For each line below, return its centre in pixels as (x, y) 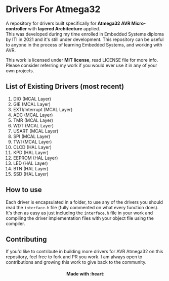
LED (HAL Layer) (30, 163)
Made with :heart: (86, 273)
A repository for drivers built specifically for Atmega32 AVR (68, 23)
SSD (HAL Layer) (31, 174)
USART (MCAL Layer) (36, 131)
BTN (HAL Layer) (31, 168)
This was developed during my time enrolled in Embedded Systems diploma (85, 34)
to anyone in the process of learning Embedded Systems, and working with (84, 44)
